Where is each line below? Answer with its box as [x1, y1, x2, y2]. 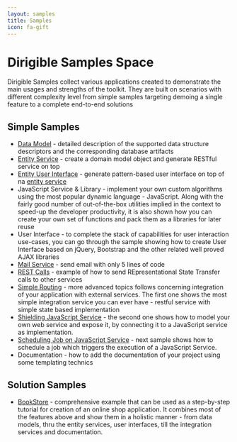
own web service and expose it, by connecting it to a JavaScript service [17, 321, 228, 329]
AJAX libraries [17, 253, 60, 261]
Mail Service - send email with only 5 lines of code [17, 260, 165, 269]
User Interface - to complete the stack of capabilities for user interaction [17, 230, 229, 238]
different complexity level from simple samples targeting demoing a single [7, 93, 223, 101]
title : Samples [7, 17, 52, 24]
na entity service [17, 177, 67, 186]
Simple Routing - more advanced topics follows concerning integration [17, 283, 224, 292]
